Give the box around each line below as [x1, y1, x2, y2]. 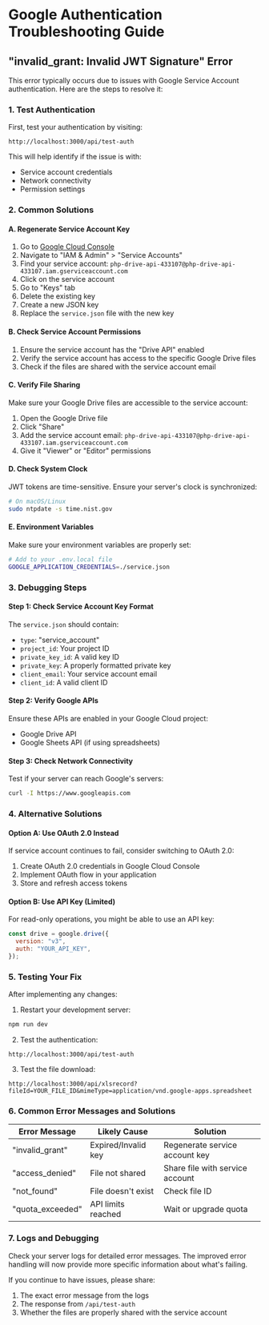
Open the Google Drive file [19, 413, 108, 423]
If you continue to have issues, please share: [8, 1275, 156, 1284]
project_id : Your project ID [19, 643, 110, 653]
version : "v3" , [15, 938, 66, 946]
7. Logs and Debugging [8, 1233, 99, 1244]
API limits [90, 1199, 126, 1210]
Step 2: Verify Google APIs [8, 696, 98, 705]
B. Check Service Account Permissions [8, 327, 142, 337]
